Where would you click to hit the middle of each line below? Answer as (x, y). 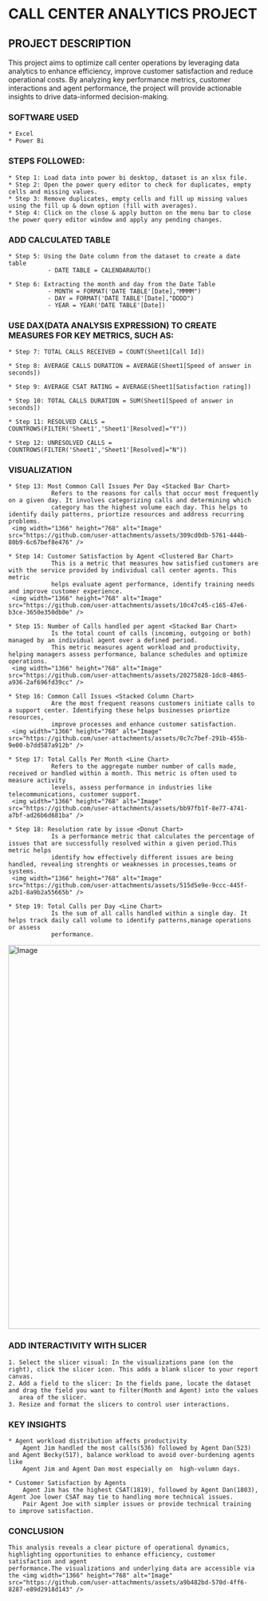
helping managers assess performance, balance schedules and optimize (128, 654)
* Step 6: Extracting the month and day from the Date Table (112, 284)
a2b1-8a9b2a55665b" (41, 893)
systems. (23, 872)
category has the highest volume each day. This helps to (149, 508)
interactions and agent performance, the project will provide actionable (125, 88)
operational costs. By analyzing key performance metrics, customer (120, 80)
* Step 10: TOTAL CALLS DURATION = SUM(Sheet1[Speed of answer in (121, 401)
